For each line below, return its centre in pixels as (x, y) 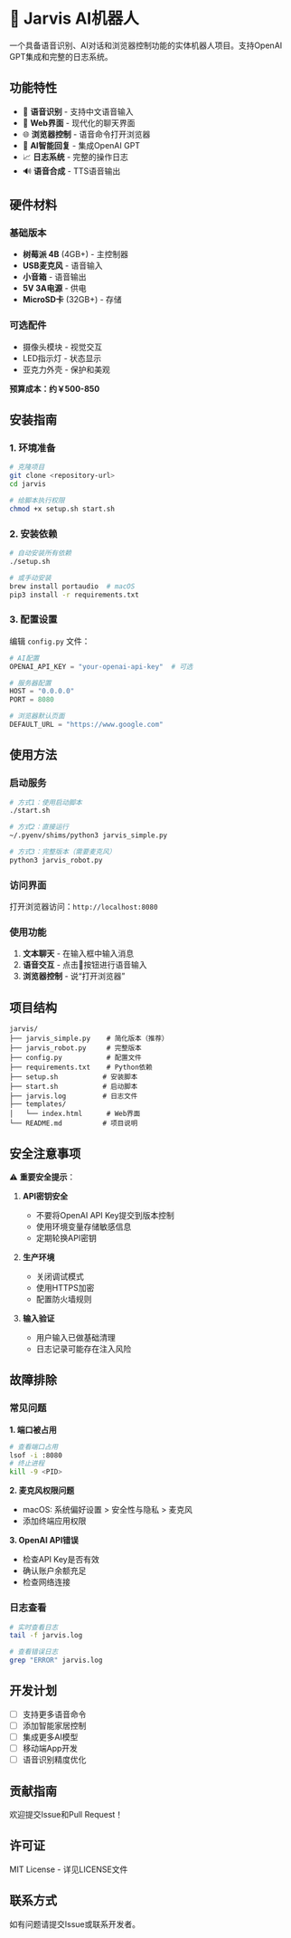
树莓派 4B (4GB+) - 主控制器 (75, 254)
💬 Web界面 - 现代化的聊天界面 (79, 122)
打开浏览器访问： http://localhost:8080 (84, 907)
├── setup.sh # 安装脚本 (74, 1077)
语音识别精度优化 (54, 1760)
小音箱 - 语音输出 (55, 277)
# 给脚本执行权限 (37, 501)
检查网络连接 (46, 1582)
